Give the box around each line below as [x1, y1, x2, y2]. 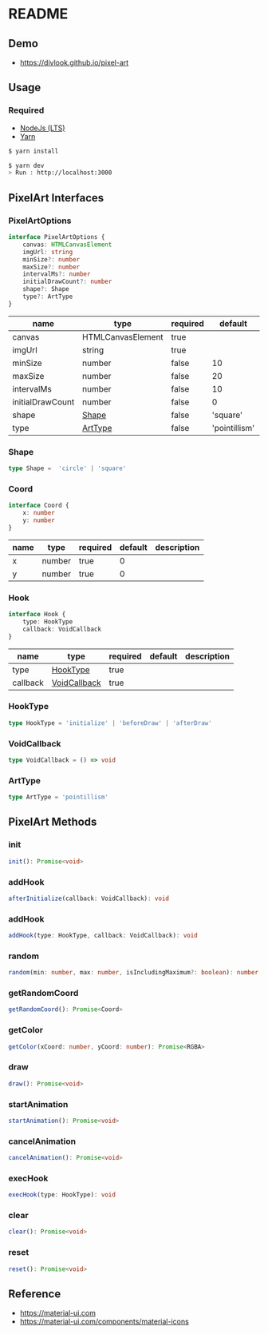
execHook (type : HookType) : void [8, 1191, 116, 1199]
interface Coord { [8, 501, 69, 510]
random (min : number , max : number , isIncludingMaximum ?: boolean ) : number [8, 969, 259, 977]
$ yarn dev [8, 161, 45, 169]
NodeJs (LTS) [19, 123, 65, 133]
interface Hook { [8, 611, 66, 619]
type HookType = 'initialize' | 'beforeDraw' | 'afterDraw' [8, 719, 213, 727]
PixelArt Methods [8, 815, 97, 829]
